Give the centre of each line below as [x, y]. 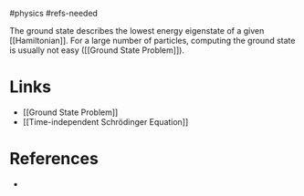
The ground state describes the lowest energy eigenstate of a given [137, 31]
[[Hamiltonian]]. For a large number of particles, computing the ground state [152, 41]
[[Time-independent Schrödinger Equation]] [105, 121]
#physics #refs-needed [54, 13]
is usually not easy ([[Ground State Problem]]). [97, 50]
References [54, 159]
